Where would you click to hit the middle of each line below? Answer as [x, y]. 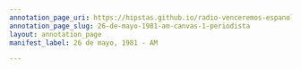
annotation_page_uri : [50, 17]
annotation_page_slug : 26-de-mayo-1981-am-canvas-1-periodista [130, 26]
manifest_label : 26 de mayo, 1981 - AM [84, 43]
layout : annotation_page [56, 34]
